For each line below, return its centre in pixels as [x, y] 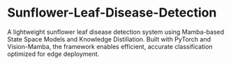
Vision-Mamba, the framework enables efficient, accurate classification [110, 46]
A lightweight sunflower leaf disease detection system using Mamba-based [116, 32]
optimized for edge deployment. [53, 54]
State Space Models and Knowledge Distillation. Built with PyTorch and [109, 39]
